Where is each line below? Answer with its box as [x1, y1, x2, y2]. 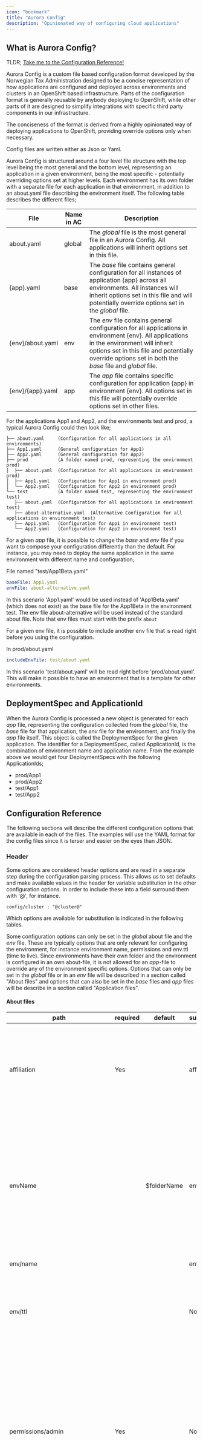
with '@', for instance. [6, 892, 60, 899]
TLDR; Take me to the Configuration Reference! [6, 59, 124, 66]
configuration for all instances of [89, 268, 182, 277]
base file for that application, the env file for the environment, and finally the [6, 727, 196, 735]
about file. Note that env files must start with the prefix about [6, 615, 157, 623]
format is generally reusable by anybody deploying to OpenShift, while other [6, 96, 196, 104]
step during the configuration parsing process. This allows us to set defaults [6, 872, 196, 880]
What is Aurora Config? [6, 42, 97, 53]
